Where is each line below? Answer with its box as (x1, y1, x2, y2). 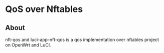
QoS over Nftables (5, 3, 83, 15)
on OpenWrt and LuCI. (5, 42, 51, 48)
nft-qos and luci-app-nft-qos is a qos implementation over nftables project (5, 36, 159, 42)
